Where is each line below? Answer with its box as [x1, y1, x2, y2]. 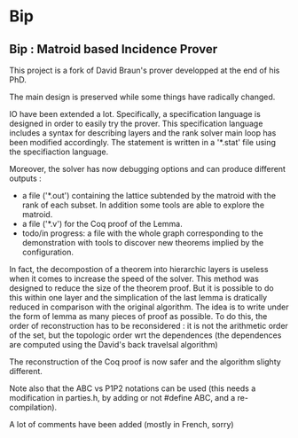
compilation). [9, 402, 58, 412]
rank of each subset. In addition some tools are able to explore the [21, 199, 264, 210]
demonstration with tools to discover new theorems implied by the [21, 238, 264, 247]
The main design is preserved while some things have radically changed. [9, 91, 276, 102]
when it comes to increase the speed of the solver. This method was [9, 273, 259, 284]
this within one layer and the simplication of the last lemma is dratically [9, 293, 268, 302]
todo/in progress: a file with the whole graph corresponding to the [21, 228, 263, 239]
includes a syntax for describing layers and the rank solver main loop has [9, 128, 277, 138]
